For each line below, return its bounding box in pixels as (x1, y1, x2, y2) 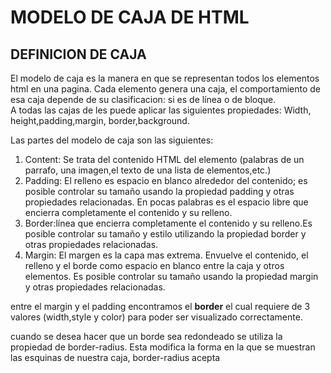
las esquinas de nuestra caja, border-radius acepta (10, 352, 221, 363)
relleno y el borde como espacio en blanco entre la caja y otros (24, 260, 285, 271)
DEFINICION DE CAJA (10, 46, 147, 63)
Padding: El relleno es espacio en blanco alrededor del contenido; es (24, 175, 308, 186)
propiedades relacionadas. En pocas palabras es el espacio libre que (24, 196, 309, 208)
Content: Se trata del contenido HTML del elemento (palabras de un (24, 154, 305, 165)
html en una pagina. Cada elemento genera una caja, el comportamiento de (10, 83, 321, 95)
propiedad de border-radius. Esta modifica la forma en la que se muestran (10, 341, 316, 353)
